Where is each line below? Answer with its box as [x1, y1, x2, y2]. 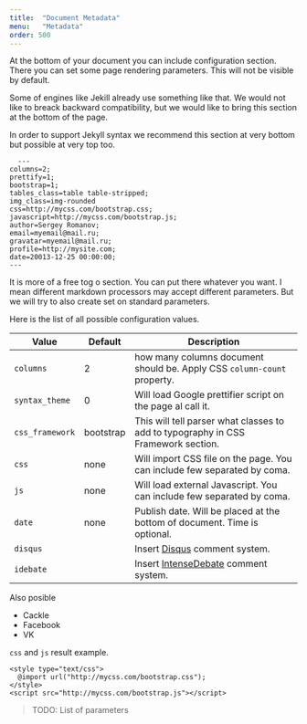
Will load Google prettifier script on [133, 389, 285, 402]
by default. [9, 75, 50, 86]
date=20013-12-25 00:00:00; [9, 253, 117, 262]
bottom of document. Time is [133, 517, 259, 530]
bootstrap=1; [9, 181, 59, 190]
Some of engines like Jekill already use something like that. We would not [9, 92, 286, 103]
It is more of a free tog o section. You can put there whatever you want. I [9, 277, 282, 288]
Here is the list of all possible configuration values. [9, 314, 200, 325]
